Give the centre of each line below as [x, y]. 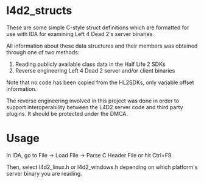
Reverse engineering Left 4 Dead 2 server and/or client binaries [95, 70]
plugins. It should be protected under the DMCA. [67, 113]
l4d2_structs [39, 11]
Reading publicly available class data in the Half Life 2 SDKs [90, 64]
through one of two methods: [43, 52]
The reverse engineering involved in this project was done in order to [93, 101]
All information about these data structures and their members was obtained [102, 46]
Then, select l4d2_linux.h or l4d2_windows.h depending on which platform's [102, 167]
